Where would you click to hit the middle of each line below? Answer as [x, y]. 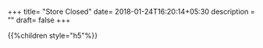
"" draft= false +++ [39, 20]
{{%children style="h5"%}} [53, 36]
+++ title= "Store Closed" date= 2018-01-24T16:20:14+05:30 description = [131, 12]
